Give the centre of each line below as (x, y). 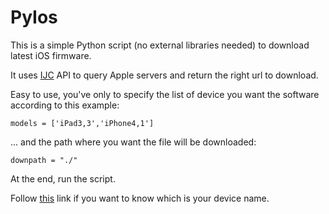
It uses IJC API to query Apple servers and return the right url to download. (164, 75)
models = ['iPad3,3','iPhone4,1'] (82, 123)
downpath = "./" (44, 160)
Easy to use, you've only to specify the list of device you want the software (165, 94)
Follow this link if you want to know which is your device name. (140, 198)
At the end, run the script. (63, 178)
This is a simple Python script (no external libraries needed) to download (160, 45)
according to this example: (65, 105)
